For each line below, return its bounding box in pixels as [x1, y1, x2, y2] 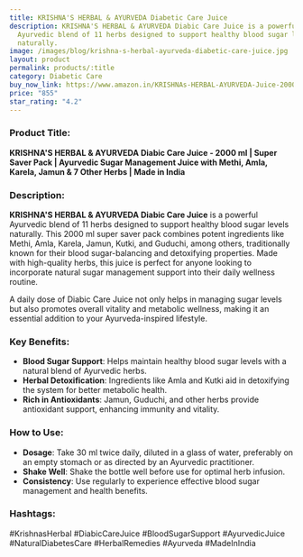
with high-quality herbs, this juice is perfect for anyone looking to [9, 257, 252, 268]
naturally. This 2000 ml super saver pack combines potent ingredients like [9, 228, 285, 239]
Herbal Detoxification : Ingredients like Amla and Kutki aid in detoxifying [22, 375, 290, 386]
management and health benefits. [22, 485, 149, 496]
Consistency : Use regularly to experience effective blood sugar [22, 475, 260, 487]
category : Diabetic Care [9, 72, 103, 81]
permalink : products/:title [9, 64, 115, 73]
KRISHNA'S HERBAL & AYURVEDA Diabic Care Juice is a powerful [9, 209, 259, 220]
